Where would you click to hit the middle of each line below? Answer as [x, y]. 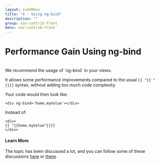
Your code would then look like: [36, 94]
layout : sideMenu [23, 9]
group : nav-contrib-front [31, 23]
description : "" [21, 18]
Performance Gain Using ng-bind [73, 52]
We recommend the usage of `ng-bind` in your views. [59, 71]
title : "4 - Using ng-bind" [34, 14]
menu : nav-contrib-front [30, 28]
